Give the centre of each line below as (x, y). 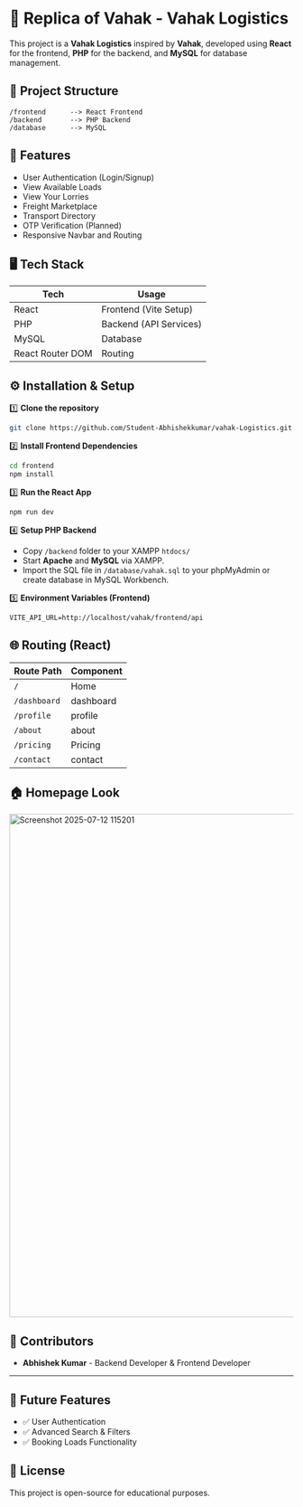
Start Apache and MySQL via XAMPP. (93, 560)
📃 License (37, 1471)
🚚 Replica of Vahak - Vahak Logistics (149, 19)
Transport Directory (59, 215)
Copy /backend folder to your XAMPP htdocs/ (106, 551)
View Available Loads (62, 187)
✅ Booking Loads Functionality (79, 1442)
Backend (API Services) (152, 325)
